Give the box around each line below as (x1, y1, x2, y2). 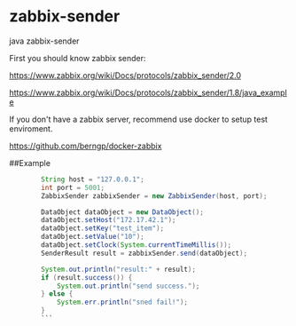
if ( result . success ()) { (41, 273, 133, 282)
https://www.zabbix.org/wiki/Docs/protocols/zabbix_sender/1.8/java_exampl (9, 87, 288, 98)
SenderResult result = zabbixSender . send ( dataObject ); (41, 249, 248, 258)
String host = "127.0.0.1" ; (41, 175, 144, 184)
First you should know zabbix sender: (9, 52, 146, 63)
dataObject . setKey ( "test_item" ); (41, 224, 165, 233)
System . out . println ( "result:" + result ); (41, 265, 197, 274)
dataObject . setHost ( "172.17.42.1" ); (41, 216, 176, 225)
